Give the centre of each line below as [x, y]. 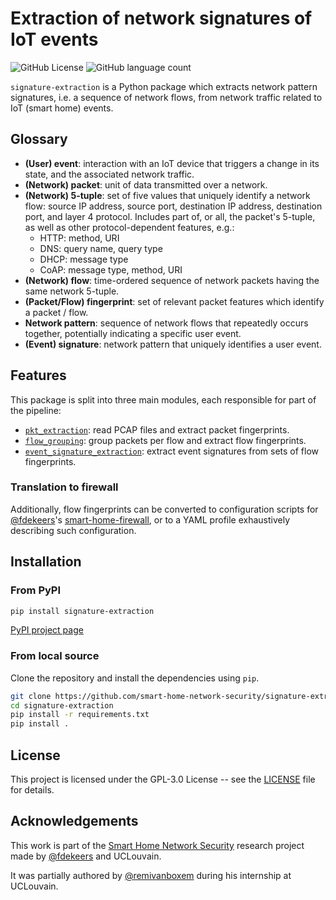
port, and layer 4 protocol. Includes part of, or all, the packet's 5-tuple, [170, 216]
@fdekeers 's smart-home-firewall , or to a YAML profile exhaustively [150, 519]
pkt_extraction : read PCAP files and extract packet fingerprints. [157, 429]
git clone [31, 696]
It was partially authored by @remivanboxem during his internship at [151, 875]
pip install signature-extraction [82, 611]
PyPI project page [47, 630]
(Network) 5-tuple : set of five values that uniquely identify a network [167, 195]
